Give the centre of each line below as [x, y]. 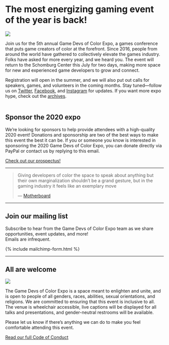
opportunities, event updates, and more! [47, 234]
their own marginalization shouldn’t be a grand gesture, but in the [85, 181]
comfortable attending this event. [40, 328]
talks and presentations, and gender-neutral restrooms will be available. [79, 312]
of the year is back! [46, 20]
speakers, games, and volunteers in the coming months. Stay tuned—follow [83, 85]
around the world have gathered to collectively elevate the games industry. [83, 54]
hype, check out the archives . [36, 96]
